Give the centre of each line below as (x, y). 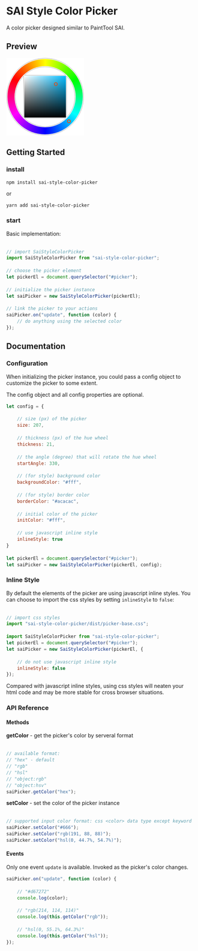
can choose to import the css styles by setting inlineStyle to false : (90, 599)
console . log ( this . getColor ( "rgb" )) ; (63, 917)
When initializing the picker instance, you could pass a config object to (94, 376)
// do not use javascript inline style (67, 662)
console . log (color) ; (43, 898)
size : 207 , (31, 425)
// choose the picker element (44, 271)
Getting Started (36, 152)
